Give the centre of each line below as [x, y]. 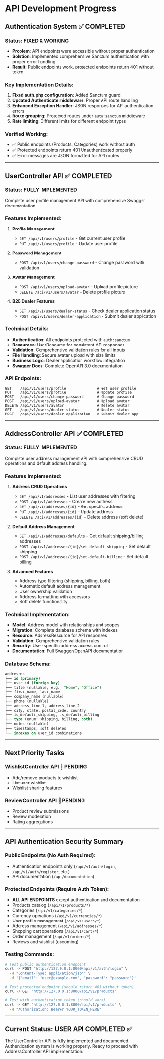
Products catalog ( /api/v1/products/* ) [51, 905]
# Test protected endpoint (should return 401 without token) [70, 987]
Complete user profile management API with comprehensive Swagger [75, 201]
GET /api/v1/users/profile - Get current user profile [72, 238]
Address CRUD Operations [40, 487]
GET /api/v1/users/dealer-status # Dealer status [68, 410]
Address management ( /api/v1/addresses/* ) [57, 926]
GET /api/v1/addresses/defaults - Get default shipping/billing [82, 536]
